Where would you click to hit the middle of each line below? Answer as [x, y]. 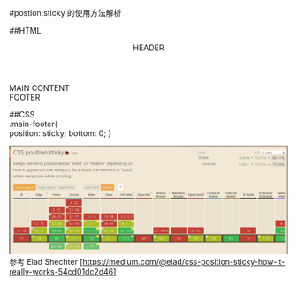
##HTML [25, 30]
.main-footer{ [34, 124]
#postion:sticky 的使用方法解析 [65, 13]
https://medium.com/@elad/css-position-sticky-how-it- [184, 261]
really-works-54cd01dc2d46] [63, 271]
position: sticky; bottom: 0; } [61, 133]
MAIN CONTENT [40, 88]
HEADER [148, 48]
